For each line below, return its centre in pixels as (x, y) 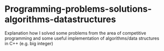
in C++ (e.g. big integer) (29, 43)
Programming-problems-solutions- (78, 9)
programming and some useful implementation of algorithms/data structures (82, 38)
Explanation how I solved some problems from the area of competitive (75, 33)
